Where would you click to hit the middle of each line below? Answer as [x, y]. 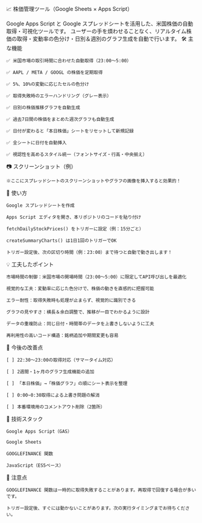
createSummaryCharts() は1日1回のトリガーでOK [62, 241]
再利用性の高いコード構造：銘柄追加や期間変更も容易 [62, 336]
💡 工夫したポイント [30, 264]
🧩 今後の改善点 [25, 347]
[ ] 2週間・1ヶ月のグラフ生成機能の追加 [50, 372]
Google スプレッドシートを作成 [40, 206]
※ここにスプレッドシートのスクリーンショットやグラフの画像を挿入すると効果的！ [94, 181]
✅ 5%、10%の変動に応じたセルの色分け [48, 84]
